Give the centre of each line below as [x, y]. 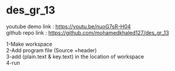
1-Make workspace [29, 44]
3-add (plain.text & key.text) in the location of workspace [75, 56]
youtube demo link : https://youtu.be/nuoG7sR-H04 [69, 26]
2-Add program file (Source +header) [52, 50]
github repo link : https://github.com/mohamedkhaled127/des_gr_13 [87, 32]
